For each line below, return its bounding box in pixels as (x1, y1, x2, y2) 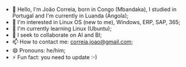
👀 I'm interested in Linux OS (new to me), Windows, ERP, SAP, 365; (12, 19, 181, 25)
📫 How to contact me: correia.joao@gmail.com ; (12, 38, 134, 45)
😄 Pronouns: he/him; (12, 47, 66, 54)
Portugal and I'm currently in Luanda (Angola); (12, 12, 129, 19)
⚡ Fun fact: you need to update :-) (12, 54, 98, 60)
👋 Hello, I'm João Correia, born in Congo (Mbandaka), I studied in (12, 6, 177, 13)
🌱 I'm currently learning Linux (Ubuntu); (12, 25, 112, 32)
